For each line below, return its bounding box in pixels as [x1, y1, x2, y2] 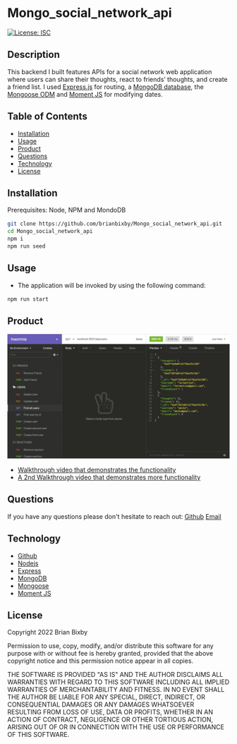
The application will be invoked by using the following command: [17, 281, 206, 289]
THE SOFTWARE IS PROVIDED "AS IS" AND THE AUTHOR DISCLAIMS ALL [7, 671, 224, 679]
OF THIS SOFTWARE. [7, 731, 70, 739]
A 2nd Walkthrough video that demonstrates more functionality [17, 473, 201, 481]
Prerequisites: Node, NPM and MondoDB [7, 206, 126, 215]
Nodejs [17, 559, 39, 568]
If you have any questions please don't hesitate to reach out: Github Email [7, 512, 221, 520]
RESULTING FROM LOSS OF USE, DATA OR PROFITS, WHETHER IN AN [7, 708, 214, 716]
